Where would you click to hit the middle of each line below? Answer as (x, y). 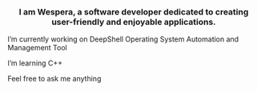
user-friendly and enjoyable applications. (134, 22)
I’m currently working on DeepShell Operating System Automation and (123, 39)
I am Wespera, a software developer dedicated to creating (134, 12)
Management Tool (37, 48)
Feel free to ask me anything (54, 79)
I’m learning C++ (35, 63)
